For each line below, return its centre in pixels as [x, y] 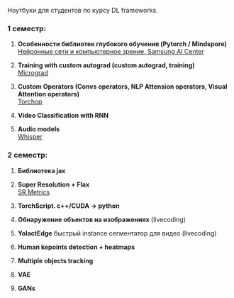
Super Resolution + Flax [54, 184]
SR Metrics [34, 192]
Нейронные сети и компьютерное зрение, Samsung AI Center [111, 52]
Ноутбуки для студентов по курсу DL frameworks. [83, 10]
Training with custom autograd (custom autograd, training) [106, 65]
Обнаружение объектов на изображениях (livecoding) [102, 219]
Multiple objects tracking [55, 260]
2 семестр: [28, 155]
